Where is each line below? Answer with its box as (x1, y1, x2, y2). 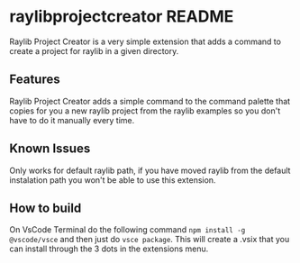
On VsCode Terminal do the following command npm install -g (9, 224, 246, 235)
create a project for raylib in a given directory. (9, 45, 179, 56)
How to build (9, 200, 82, 215)
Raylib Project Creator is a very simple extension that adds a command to (9, 36, 282, 47)
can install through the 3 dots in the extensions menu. (9, 243, 209, 254)
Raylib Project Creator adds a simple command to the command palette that (9, 95, 291, 106)
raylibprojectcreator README (9, 6, 234, 27)
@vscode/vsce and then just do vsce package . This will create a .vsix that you (9, 234, 290, 245)
